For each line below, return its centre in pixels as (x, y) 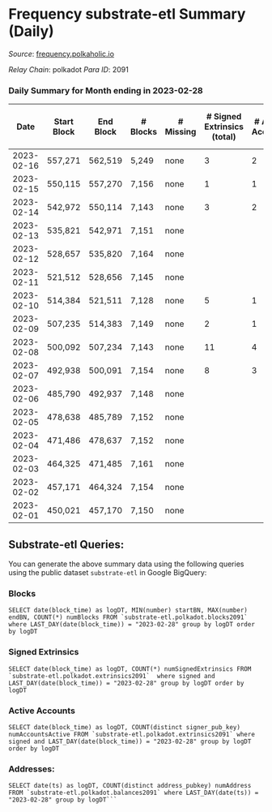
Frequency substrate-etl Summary (127, 14)
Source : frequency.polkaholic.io (62, 54)
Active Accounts (42, 711)
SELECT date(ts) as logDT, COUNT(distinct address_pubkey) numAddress (130, 786)
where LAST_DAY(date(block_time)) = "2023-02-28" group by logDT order (132, 625)
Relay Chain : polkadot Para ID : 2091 (69, 69)
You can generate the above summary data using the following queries (126, 564)
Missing (181, 132)
